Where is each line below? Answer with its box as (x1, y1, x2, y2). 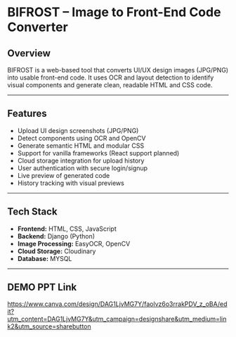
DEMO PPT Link (7, 281, 77, 293)
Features (7, 108, 47, 120)
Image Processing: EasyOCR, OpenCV (17, 239, 131, 248)
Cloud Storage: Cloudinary (17, 247, 96, 255)
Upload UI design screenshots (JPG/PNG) (17, 126, 139, 134)
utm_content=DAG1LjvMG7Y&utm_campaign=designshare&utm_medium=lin (7, 314, 227, 324)
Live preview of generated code (17, 171, 110, 179)
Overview (7, 47, 51, 59)
